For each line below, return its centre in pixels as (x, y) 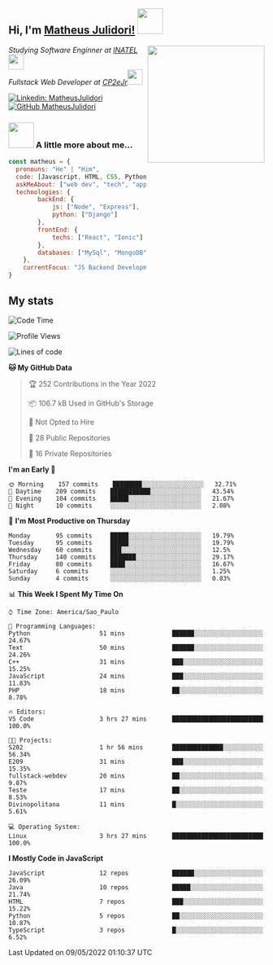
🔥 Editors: (27, 712)
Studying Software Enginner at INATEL (73, 50)
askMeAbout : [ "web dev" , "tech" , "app (82, 184)
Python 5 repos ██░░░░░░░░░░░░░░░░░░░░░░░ (136, 916)
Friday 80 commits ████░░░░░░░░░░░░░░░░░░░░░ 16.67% (121, 564)
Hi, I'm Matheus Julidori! (72, 31)
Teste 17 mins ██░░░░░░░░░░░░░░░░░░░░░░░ (136, 790)
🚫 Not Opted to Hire (61, 422)
